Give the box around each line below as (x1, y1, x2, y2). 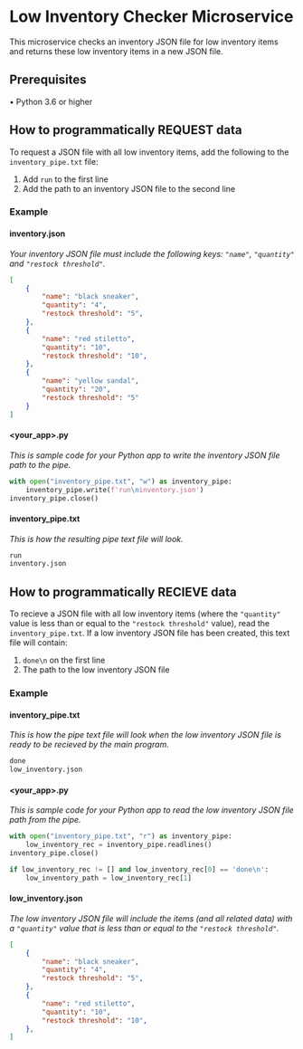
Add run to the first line (22, 174, 109, 185)
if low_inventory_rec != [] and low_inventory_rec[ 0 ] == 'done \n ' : (9, 864, 270, 874)
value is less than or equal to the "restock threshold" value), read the (9, 618, 270, 629)
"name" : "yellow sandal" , (42, 377, 140, 386)
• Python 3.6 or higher (9, 96, 93, 107)
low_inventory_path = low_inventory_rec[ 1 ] (25, 873, 193, 882)
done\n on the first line (22, 654, 106, 666)
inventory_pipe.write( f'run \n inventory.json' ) (25, 485, 204, 494)
